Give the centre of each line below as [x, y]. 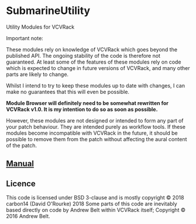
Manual [20, 164]
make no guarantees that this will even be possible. [68, 92]
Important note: [25, 38]
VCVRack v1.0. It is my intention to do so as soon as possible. [82, 109]
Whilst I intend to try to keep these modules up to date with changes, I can [96, 85]
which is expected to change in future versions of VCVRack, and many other [98, 68]
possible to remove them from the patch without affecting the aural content [97, 139]
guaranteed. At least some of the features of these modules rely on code [94, 62]
